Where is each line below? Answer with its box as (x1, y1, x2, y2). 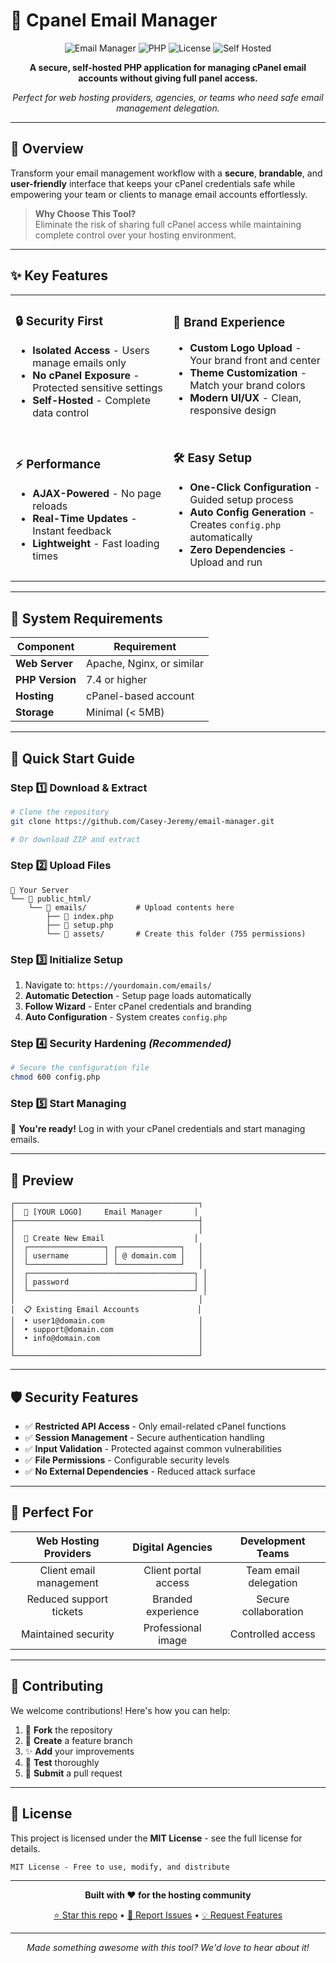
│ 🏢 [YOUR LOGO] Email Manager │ (10, 1207, 199, 1218)
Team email (245, 1563, 300, 1577)
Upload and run (189, 555, 263, 569)
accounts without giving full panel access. (78, 72, 258, 84)
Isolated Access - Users (32, 344, 150, 358)
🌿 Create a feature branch (24, 1734, 133, 1746)
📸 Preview (10, 1172, 74, 1189)
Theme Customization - (189, 365, 308, 379)
